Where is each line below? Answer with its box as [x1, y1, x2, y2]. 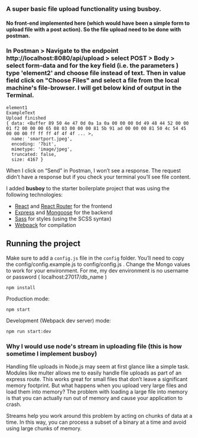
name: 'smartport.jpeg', [11, 136, 73, 142]
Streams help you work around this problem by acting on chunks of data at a [6, 412, 193, 419]
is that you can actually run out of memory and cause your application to [6, 394, 183, 401]
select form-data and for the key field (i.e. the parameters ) [6, 62, 179, 70]
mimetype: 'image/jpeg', [11, 146, 73, 152]
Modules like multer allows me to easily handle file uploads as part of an [6, 369, 182, 376]
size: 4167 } [11, 156, 44, 162]
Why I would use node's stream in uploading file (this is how [6, 342, 182, 350]
